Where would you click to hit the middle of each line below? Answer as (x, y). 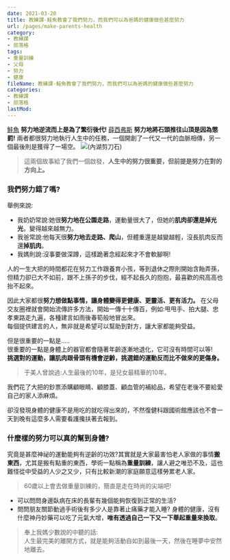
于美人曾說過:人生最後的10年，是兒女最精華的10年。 (97, 373)
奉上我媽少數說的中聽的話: (61, 533)
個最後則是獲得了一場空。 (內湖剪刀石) (65, 146)
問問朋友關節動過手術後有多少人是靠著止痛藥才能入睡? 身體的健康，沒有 (118, 509)
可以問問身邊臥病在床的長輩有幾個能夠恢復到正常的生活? (97, 500)
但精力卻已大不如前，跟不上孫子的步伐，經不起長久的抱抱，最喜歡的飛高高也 (115, 278)
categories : (24, 90)
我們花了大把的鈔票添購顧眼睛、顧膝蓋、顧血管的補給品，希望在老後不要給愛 (115, 387)
